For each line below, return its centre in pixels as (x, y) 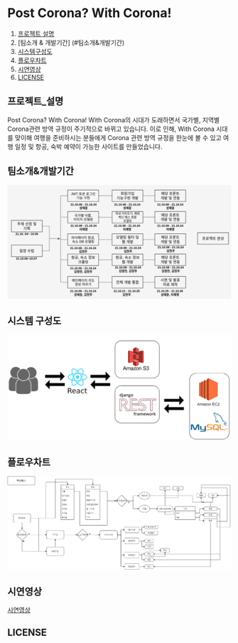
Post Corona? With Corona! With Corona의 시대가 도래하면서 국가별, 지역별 (114, 119)
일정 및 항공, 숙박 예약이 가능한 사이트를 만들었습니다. (88, 147)
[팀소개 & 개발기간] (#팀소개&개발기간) (71, 42)
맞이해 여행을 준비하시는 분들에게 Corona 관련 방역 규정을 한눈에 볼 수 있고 (118, 137)
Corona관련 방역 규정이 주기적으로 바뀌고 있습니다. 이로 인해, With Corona (111, 129)
